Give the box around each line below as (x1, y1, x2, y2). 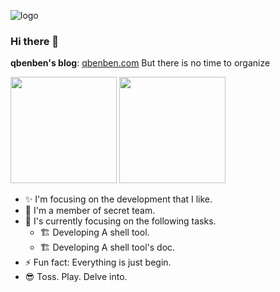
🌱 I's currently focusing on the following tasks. (24, 215, 217, 227)
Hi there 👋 (10, 34, 60, 48)
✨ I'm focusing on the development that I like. (24, 193, 213, 205)
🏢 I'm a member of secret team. (24, 205, 156, 217)
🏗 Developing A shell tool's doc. (39, 241, 176, 254)
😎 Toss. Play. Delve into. (24, 271, 128, 283)
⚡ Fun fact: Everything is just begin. (24, 256, 172, 269)
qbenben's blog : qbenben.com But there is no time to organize (10, 57, 271, 69)
